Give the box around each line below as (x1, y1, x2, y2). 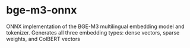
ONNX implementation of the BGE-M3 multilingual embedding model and (6, 23, 185, 30)
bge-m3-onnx (6, 4, 77, 17)
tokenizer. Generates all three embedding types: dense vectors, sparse (6, 29, 180, 36)
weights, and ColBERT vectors (6, 35, 80, 42)
